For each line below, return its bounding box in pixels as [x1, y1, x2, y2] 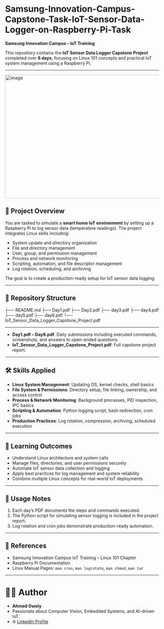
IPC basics [12, 402, 34, 409]
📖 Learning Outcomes [5, 442, 72, 450]
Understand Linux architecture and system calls [12, 455, 109, 461]
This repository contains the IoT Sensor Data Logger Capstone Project [5, 50, 148, 56]
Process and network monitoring [12, 255, 78, 261]
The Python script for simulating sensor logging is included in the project [12, 513, 159, 519]
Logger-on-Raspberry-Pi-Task [5, 24, 131, 35]
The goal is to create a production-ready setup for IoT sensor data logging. [5, 275, 156, 281]
